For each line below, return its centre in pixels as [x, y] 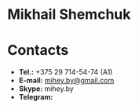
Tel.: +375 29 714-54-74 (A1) [66, 72]
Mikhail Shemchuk [69, 15]
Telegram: [36, 97]
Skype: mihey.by [46, 89]
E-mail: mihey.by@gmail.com [66, 81]
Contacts [38, 51]
